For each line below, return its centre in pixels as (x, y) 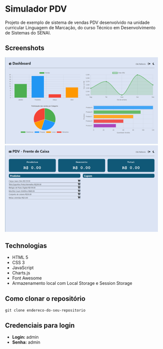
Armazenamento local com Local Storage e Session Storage (72, 283)
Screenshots (25, 48)
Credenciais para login (40, 325)
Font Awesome (27, 278)
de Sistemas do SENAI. (28, 33)
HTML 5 (20, 257)
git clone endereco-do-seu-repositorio (45, 311)
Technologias (26, 246)
